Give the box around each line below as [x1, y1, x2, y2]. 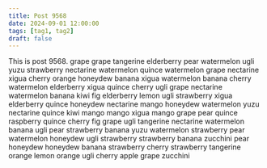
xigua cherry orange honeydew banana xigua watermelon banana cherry [8, 73, 252, 83]
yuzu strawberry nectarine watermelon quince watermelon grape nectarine [8, 65, 260, 75]
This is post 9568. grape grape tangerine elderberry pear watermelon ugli [8, 57, 255, 66]
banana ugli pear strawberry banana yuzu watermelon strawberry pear [8, 125, 245, 135]
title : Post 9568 [8, 11, 67, 20]
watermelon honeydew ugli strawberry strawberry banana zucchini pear [8, 134, 249, 144]
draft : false [8, 34, 53, 43]
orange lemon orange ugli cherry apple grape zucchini [8, 151, 190, 161]
